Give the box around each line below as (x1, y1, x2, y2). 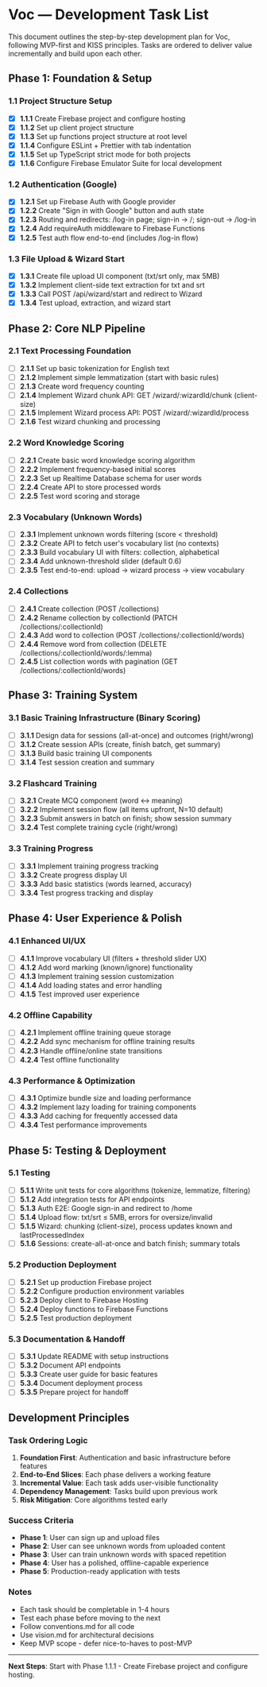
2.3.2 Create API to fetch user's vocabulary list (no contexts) (19, 539, 219, 548)
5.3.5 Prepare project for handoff (19, 1387, 129, 1397)
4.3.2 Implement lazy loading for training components (19, 1102, 197, 1112)
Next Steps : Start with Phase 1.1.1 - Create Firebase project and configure (8, 1661, 249, 1670)
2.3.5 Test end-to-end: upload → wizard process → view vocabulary (19, 566, 245, 575)
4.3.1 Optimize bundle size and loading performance (19, 1093, 192, 1102)
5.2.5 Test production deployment (19, 1313, 133, 1322)
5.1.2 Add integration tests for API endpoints (19, 1194, 165, 1204)
